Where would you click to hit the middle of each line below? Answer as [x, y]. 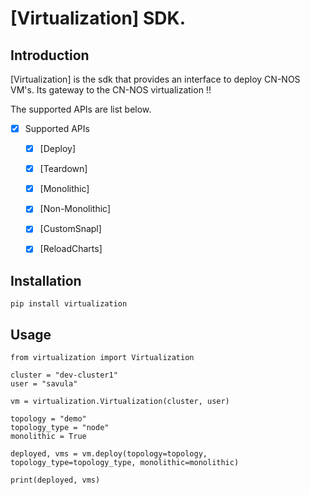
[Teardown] [63, 169]
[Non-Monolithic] [75, 209]
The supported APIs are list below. [81, 109]
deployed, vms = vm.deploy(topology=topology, [109, 454]
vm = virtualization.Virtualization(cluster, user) [120, 402]
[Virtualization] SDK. [98, 18]
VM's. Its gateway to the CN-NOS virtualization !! [111, 90]
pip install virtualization [69, 304]
